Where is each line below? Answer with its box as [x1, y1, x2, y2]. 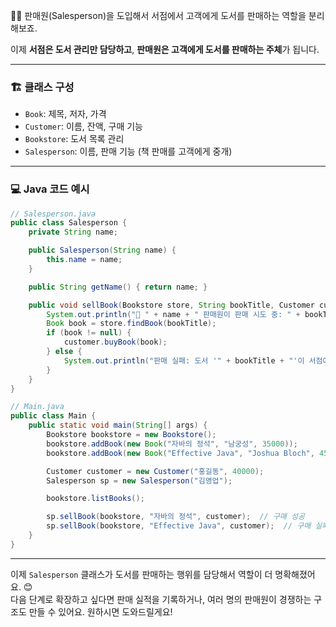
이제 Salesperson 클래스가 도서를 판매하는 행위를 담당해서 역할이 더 [10, 568, 273, 580]
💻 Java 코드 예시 [10, 182, 90, 196]
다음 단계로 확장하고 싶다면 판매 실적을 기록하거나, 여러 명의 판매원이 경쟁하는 [10, 593, 312, 605]
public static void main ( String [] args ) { [28, 420, 208, 431]
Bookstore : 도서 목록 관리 [24, 133, 125, 145]
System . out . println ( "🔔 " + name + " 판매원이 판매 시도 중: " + [46, 309, 301, 319]
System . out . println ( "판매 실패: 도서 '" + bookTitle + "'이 [63, 355, 305, 366]
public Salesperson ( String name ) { [28, 245, 177, 256]
